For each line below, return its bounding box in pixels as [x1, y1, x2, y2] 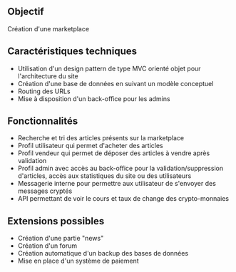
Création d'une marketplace [7, 24, 90, 33]
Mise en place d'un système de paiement [17, 256, 139, 266]
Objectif [7, 6, 44, 18]
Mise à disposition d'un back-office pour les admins [17, 94, 170, 103]
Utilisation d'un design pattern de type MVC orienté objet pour [17, 64, 201, 73]
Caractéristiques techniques [7, 46, 138, 58]
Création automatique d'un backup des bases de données [17, 249, 189, 258]
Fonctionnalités [7, 115, 78, 127]
